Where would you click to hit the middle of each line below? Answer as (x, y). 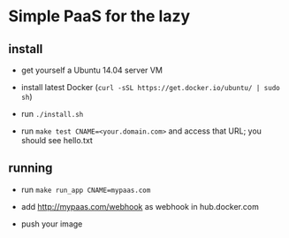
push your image (52, 224)
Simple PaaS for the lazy (99, 16)
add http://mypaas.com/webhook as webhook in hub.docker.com (140, 206)
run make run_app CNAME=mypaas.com (86, 189)
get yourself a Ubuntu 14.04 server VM (91, 70)
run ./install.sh (52, 114)
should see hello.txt (57, 140)
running (30, 169)
